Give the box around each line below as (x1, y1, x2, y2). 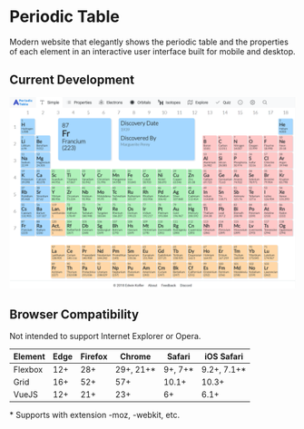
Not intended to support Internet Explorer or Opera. (9, 331, 201, 342)
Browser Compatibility (9, 307, 139, 322)
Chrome (120, 351, 152, 362)
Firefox (80, 351, 108, 362)
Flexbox (13, 364, 44, 375)
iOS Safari (203, 351, 243, 362)
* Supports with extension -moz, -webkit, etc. (9, 409, 180, 420)
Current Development (9, 73, 134, 88)
